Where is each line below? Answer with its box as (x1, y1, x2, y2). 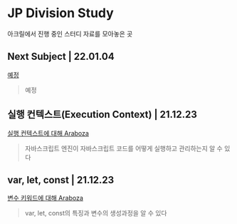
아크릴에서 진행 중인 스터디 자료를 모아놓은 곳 (7, 29, 133, 38)
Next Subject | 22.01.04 (7, 51, 115, 63)
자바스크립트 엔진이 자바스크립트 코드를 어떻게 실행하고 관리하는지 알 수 (24, 144, 223, 153)
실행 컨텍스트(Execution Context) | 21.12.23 (7, 108, 197, 121)
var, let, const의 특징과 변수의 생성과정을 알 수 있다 (24, 209, 167, 218)
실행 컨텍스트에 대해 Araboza (7, 128, 89, 137)
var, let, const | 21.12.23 (7, 173, 115, 186)
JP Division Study (7, 5, 114, 21)
